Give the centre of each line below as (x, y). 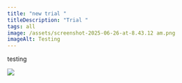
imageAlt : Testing (34, 39)
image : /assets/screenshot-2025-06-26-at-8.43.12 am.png (91, 33)
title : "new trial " (37, 13)
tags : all (22, 26)
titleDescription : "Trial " (48, 20)
